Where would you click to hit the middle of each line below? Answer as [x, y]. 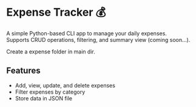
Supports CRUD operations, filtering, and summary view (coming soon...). [98, 40]
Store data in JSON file [44, 98]
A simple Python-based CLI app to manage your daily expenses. [86, 33]
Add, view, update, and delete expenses [65, 85]
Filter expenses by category [50, 92]
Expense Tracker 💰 [56, 12]
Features [23, 71]
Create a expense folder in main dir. [51, 51]
